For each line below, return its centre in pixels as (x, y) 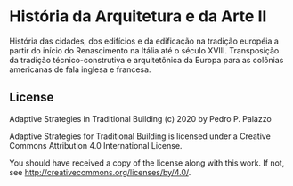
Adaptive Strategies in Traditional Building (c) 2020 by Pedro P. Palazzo (140, 118)
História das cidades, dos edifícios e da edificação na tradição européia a (144, 41)
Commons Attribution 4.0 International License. (96, 145)
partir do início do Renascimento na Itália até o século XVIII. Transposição (144, 50)
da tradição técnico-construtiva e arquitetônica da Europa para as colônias (146, 60)
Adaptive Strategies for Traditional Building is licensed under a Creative (140, 136)
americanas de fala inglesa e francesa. (80, 69)
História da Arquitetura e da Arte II (138, 16)
